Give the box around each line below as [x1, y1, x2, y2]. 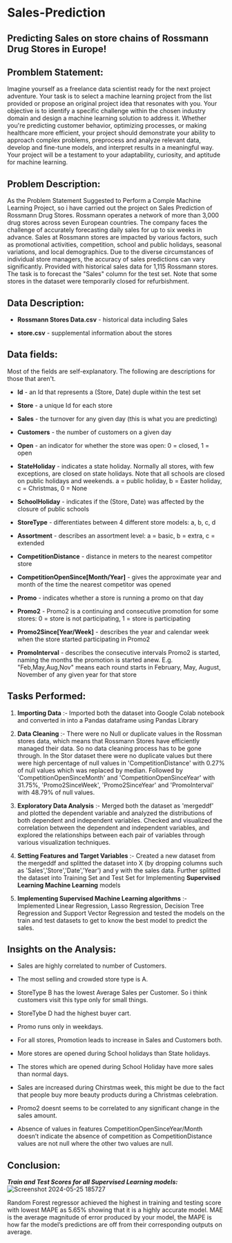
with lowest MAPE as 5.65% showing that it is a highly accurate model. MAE [7, 1206, 223, 1214]
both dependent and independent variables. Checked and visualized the [17, 816, 223, 824]
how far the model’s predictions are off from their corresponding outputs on [7, 1220, 222, 1229]
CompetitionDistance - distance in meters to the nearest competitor [17, 552, 213, 560]
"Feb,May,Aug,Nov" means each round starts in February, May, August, [17, 663, 221, 671]
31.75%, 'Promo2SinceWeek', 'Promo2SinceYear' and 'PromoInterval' [17, 781, 214, 789]
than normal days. [17, 1070, 69, 1078]
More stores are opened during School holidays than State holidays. [17, 1049, 211, 1057]
